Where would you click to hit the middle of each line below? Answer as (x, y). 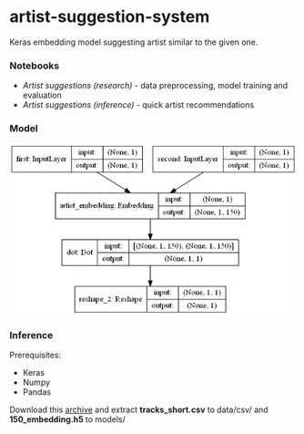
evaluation (42, 95)
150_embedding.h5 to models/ (67, 419)
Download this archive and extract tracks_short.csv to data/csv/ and (139, 410)
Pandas (37, 392)
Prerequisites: (35, 355)
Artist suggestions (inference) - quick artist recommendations (138, 105)
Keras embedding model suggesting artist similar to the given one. (134, 42)
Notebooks (35, 66)
